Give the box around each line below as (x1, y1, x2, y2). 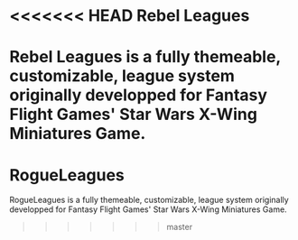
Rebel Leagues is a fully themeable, (9, 47, 282, 68)
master (166, 222, 192, 233)
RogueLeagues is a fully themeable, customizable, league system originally (9, 195, 289, 206)
